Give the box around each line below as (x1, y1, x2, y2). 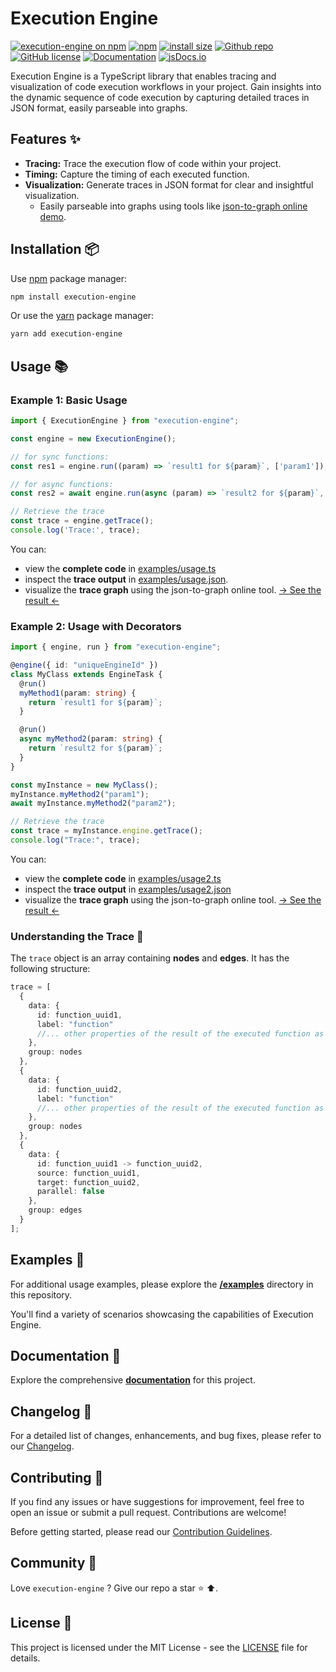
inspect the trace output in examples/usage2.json (24, 883, 232, 895)
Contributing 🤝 (10, 1469, 104, 1486)
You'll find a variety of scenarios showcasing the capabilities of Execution (10, 1308, 314, 1320)
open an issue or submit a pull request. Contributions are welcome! (10, 1507, 287, 1519)
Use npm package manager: (10, 272, 128, 284)
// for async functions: (10, 479, 114, 489)
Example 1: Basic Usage (10, 393, 128, 407)
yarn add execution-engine (10, 329, 123, 339)
